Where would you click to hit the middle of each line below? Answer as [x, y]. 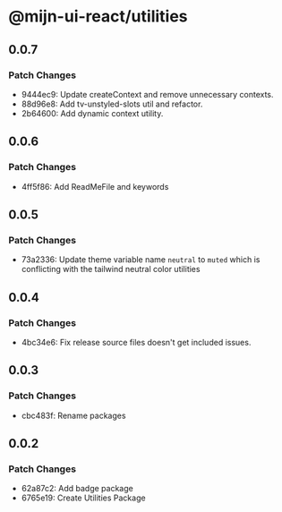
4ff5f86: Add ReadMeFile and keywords [95, 186]
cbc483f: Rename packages [73, 415]
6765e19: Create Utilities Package [83, 498]
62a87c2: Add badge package [77, 489]
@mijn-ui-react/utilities [98, 17]
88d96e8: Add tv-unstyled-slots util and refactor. [112, 104]
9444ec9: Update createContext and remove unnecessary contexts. [147, 94]
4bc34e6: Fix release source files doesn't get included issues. [136, 342]
